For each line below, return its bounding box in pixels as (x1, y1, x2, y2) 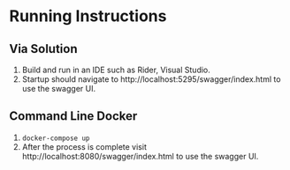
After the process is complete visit (21, 141, 148, 152)
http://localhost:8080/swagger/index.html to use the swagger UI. (21, 151, 259, 161)
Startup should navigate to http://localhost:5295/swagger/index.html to (21, 74, 281, 85)
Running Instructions (9, 6, 167, 26)
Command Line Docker (9, 108, 138, 124)
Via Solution (9, 41, 78, 56)
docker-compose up (21, 134, 90, 143)
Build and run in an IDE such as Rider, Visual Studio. (21, 64, 210, 75)
